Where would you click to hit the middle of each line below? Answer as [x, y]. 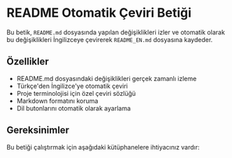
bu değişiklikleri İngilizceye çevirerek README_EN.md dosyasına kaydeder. [110, 39]
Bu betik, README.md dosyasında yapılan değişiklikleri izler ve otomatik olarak [116, 32]
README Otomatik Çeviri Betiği [99, 13]
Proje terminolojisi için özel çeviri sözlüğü [76, 93]
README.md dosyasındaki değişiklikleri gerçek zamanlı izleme [107, 78]
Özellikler [28, 62]
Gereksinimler [38, 130]
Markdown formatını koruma [57, 101]
